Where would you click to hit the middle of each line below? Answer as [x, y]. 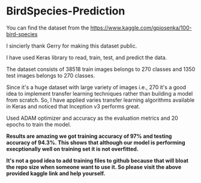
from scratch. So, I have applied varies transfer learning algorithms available [100, 100]
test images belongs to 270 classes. [51, 75]
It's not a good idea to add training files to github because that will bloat [97, 160]
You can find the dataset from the [48, 28]
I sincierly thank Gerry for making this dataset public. [72, 46]
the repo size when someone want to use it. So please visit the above [94, 167]
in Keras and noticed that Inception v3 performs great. [73, 106]
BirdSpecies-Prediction [66, 11]
